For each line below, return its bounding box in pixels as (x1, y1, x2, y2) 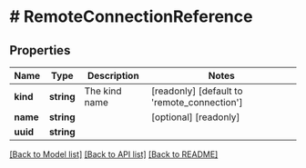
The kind (84, 84, 122, 97)
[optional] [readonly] (150, 111, 240, 124)
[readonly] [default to (150, 84, 243, 97)
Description (87, 70, 139, 82)
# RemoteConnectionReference (9, 6, 253, 27)
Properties (9, 43, 71, 58)
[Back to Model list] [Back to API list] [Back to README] (9, 149, 219, 160)
